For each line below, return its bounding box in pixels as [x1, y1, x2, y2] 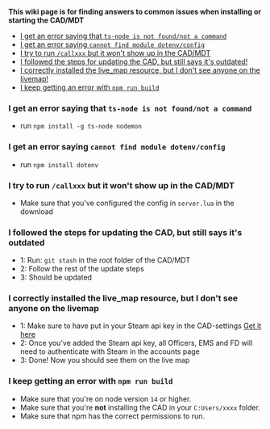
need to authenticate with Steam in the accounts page [19, 347, 200, 356]
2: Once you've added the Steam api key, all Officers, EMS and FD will [19, 339, 253, 348]
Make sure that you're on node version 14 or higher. [19, 393, 192, 403]
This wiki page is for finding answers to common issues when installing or [8, 7, 262, 16]
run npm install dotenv [19, 159, 99, 169]
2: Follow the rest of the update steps [19, 264, 145, 274]
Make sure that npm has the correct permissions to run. [19, 411, 206, 421]
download [19, 206, 54, 217]
